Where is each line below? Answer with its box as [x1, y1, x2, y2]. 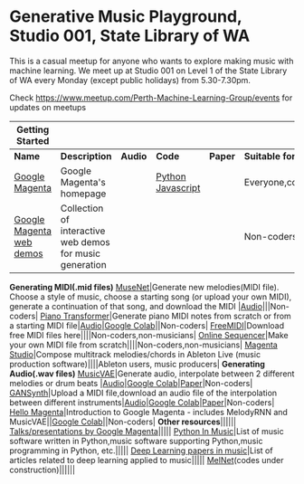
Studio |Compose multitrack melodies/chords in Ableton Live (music [9, 348, 261, 359]
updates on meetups [9, 101, 87, 112]
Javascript [155, 181, 201, 194]
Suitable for [243, 149, 296, 162]
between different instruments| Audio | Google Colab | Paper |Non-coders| [9, 396, 275, 408]
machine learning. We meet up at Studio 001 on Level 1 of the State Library [9, 65, 288, 76]
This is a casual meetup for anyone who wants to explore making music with [9, 55, 294, 66]
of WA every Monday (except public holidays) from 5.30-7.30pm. [9, 74, 252, 85]
